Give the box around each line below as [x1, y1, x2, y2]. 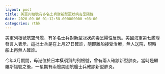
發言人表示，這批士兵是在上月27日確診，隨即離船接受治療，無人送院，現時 [5, 41, 157, 47]
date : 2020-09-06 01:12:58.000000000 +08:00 [5, 16, 98, 21]
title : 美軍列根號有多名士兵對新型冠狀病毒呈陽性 [5, 12, 94, 17]
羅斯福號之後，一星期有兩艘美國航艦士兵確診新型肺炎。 [5, 64, 117, 70]
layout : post [5, 7, 32, 12]
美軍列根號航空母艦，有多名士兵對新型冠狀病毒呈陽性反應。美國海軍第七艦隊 [5, 35, 160, 41]
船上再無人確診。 [5, 47, 40, 53]
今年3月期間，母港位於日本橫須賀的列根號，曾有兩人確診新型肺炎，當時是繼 [5, 57, 159, 64]
